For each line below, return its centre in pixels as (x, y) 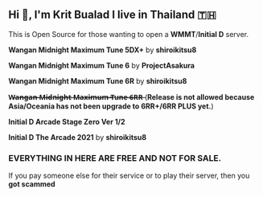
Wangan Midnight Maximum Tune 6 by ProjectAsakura (102, 65)
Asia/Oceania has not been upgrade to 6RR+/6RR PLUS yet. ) (111, 106)
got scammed (32, 184)
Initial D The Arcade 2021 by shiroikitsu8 (78, 137)
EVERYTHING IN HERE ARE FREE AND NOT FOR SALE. (115, 158)
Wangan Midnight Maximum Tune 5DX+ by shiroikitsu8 (103, 50)
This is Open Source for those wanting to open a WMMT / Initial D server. (129, 34)
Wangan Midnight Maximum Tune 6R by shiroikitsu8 (98, 80)
